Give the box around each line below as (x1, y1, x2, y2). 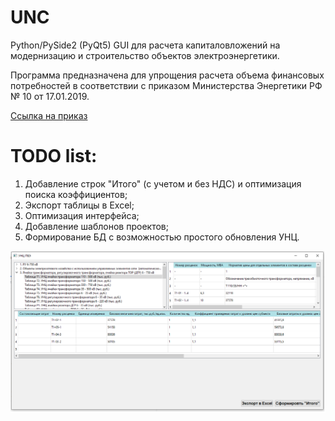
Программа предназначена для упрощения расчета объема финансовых (10, 69, 325, 81)
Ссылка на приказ (10, 109, 88, 121)
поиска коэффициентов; (24, 188, 128, 200)
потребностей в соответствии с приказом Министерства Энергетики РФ (10, 79, 323, 91)
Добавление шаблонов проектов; (24, 220, 169, 232)
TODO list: (10, 145, 98, 168)
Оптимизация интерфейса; (24, 209, 140, 221)
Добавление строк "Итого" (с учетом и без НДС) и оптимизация (24, 177, 302, 190)
